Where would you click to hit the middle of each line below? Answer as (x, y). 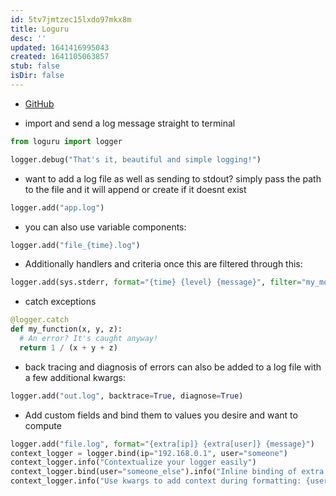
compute (43, 425)
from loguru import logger (66, 141)
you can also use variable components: (105, 227)
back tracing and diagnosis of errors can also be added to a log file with (173, 367)
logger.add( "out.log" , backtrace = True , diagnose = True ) (127, 396)
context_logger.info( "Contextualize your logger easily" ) (133, 462)
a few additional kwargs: (75, 377)
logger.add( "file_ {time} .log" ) (75, 245)
